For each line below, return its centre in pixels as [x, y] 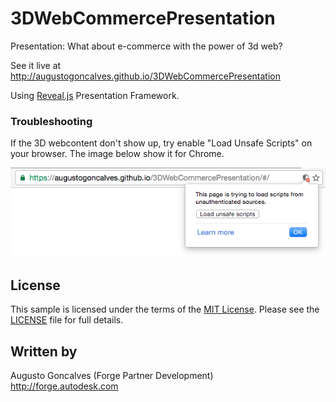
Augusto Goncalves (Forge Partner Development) [112, 376]
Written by [44, 351]
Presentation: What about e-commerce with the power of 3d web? [146, 46]
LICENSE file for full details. [67, 320]
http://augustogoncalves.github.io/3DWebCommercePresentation [145, 76]
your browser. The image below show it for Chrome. [117, 154]
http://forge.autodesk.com [64, 386]
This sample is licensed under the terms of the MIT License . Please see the [165, 309]
